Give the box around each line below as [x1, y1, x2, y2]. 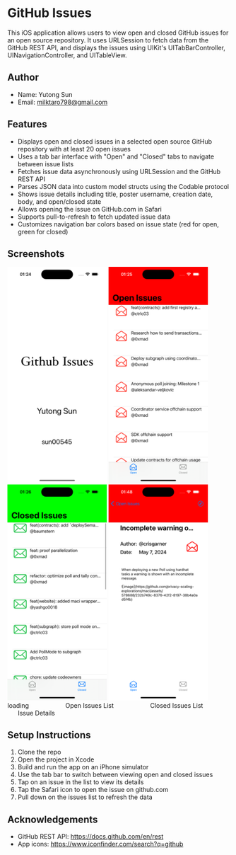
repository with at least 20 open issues [17, 144, 131, 153]
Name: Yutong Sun [17, 90, 73, 98]
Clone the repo [17, 748, 61, 757]
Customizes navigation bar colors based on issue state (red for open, [17, 219, 219, 228]
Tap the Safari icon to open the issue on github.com [17, 786, 169, 794]
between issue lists [17, 159, 74, 168]
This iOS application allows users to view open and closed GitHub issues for [7, 28, 229, 37]
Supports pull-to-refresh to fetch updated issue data [17, 212, 171, 221]
